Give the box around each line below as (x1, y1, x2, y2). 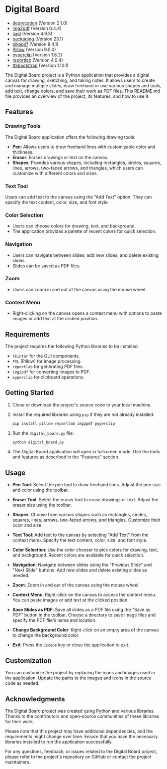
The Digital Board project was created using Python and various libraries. (5, 708, 155, 714)
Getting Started (5, 388, 54, 397)
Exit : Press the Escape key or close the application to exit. (12, 642, 130, 648)
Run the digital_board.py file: (12, 430, 74, 436)
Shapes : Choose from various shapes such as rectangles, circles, (12, 512, 148, 518)
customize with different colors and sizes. (12, 170, 98, 176)
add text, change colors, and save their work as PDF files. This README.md (5, 88, 161, 94)
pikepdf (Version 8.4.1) (12, 41, 59, 47)
